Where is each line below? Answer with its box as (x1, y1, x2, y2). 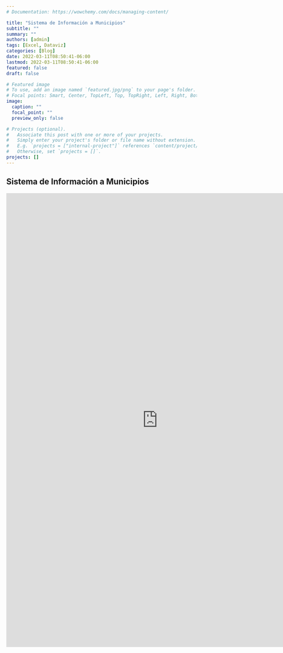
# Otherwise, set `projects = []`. (6, 149, 102, 155)
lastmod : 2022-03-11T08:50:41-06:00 (6, 59, 99, 65)
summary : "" (6, 31, 36, 37)
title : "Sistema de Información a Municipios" (6, 19, 126, 26)
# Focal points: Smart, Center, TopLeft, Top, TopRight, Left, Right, (6, 93, 188, 99)
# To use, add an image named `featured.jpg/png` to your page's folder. (6, 87, 197, 93)
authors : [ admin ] (6, 37, 50, 43)
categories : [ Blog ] (6, 48, 56, 54)
